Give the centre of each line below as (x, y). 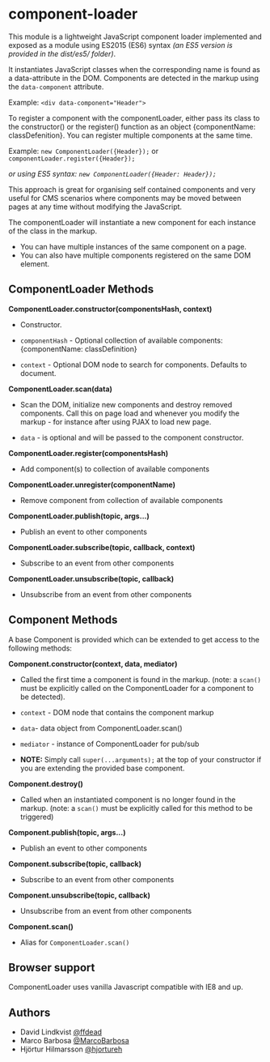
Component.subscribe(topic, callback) (75, 864)
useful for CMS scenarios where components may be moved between (125, 198)
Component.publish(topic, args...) (67, 832)
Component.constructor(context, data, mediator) (93, 663)
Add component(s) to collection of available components (115, 469)
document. (38, 373)
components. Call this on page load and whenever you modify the (130, 413)
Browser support (52, 968)
